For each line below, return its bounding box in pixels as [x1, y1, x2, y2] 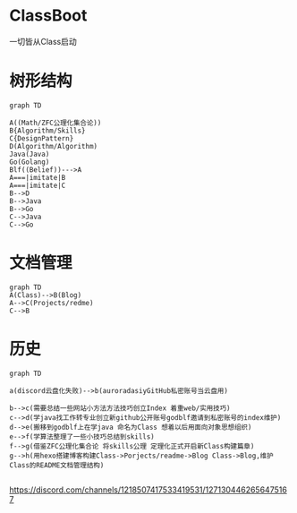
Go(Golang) [9, 158, 50, 167]
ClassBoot [9, 5, 88, 26]
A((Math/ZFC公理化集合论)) [9, 118, 102, 127]
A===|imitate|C [9, 181, 66, 190]
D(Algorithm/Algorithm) [9, 141, 98, 150]
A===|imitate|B [9, 173, 66, 182]
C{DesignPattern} [9, 133, 74, 143]
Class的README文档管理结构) [9, 460, 105, 470]
